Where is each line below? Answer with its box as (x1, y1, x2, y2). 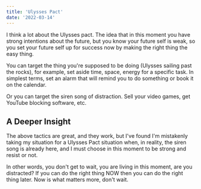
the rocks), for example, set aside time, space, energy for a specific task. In (6, 68, 194, 75)
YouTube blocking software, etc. (6, 99, 86, 106)
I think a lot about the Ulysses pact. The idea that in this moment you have (6, 31, 191, 38)
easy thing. (6, 50, 34, 57)
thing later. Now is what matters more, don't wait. (6, 176, 129, 184)
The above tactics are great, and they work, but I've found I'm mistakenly (6, 132, 188, 140)
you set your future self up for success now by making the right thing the (6, 43, 188, 51)
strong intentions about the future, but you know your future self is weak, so (6, 37, 196, 45)
